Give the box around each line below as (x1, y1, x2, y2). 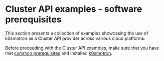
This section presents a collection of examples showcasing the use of (5, 30, 149, 36)
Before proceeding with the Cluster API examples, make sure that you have (5, 45, 160, 51)
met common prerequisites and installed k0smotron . (5, 50, 112, 56)
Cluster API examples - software (5, 3, 142, 15)
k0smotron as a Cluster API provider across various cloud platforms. (5, 35, 146, 41)
